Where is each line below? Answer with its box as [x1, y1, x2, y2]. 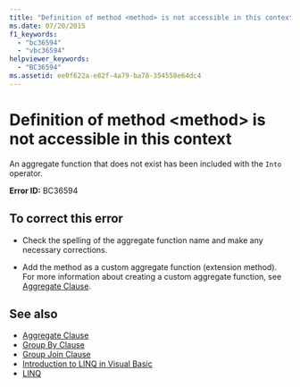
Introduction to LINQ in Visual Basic [21, 358, 154, 369]
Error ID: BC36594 [9, 185, 79, 196]
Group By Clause [21, 340, 85, 350]
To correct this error [9, 211, 123, 226]
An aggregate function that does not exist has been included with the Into [9, 158, 282, 169]
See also [9, 306, 58, 322]
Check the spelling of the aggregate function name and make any [21, 234, 263, 246]
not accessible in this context [9, 129, 232, 148]
